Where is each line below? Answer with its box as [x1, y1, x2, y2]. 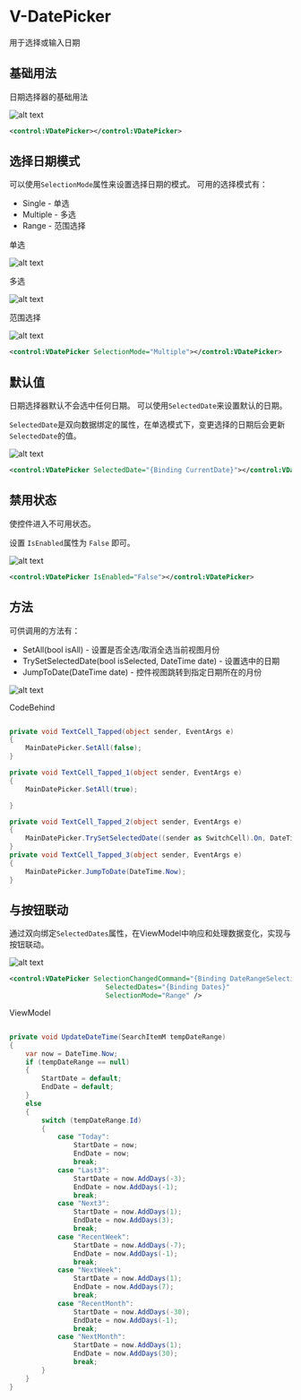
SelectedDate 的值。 [9, 430, 82, 441]
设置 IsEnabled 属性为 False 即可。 [9, 537, 136, 548]
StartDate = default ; [41, 1074, 123, 1084]
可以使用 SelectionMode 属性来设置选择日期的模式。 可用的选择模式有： [9, 179, 269, 190]
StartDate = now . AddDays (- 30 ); [73, 1307, 191, 1317]
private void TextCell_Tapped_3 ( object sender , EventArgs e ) [9, 851, 243, 860]
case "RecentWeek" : [56, 1232, 130, 1241]
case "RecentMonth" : [56, 1299, 134, 1308]
